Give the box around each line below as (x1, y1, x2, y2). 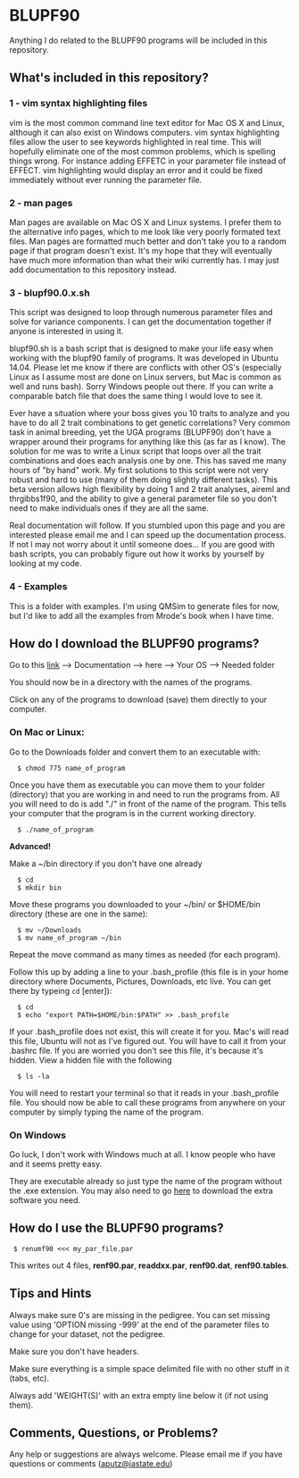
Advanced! (9, 840, 52, 851)
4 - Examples (9, 580, 68, 593)
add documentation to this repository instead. (9, 264, 177, 275)
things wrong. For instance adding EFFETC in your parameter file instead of (9, 155, 287, 166)
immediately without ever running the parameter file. (9, 174, 203, 185)
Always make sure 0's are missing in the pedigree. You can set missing (9, 1309, 270, 1320)
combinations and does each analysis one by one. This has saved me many (9, 455, 287, 466)
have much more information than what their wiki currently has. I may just (9, 255, 279, 265)
